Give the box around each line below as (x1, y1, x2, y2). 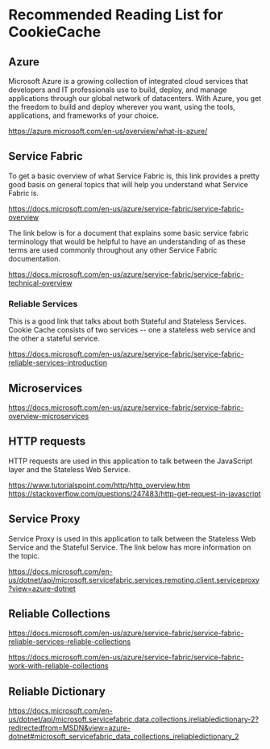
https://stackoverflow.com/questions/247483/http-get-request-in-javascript (8, 488, 261, 498)
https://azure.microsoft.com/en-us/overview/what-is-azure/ (8, 127, 208, 136)
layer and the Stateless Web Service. (8, 464, 131, 474)
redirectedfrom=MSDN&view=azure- (8, 723, 131, 733)
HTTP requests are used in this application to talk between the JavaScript (8, 456, 253, 466)
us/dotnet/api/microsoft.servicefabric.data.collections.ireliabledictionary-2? (8, 714, 260, 724)
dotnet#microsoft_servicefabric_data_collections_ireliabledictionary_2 (8, 732, 239, 742)
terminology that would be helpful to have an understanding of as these (8, 236, 246, 246)
